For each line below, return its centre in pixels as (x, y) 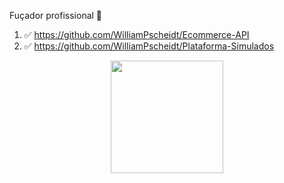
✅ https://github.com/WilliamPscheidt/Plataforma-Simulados (149, 46)
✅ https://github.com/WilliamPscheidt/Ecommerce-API (136, 34)
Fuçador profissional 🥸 (56, 15)
